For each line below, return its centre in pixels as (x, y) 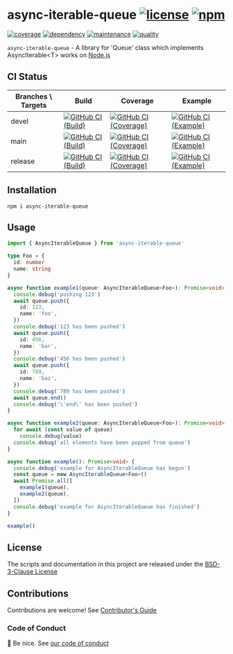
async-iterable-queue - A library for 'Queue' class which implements (105, 47)
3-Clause (20, 572)
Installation (32, 190)
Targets (34, 105)
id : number (29, 263)
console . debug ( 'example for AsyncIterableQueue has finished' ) (106, 507)
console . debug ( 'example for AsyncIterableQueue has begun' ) (102, 468)
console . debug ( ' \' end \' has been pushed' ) (76, 404)
